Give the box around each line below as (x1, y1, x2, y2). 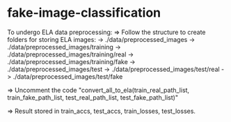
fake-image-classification (7, 5, 161, 21)
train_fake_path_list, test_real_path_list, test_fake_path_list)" (7, 93, 179, 102)
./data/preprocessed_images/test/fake (13, 72, 123, 81)
